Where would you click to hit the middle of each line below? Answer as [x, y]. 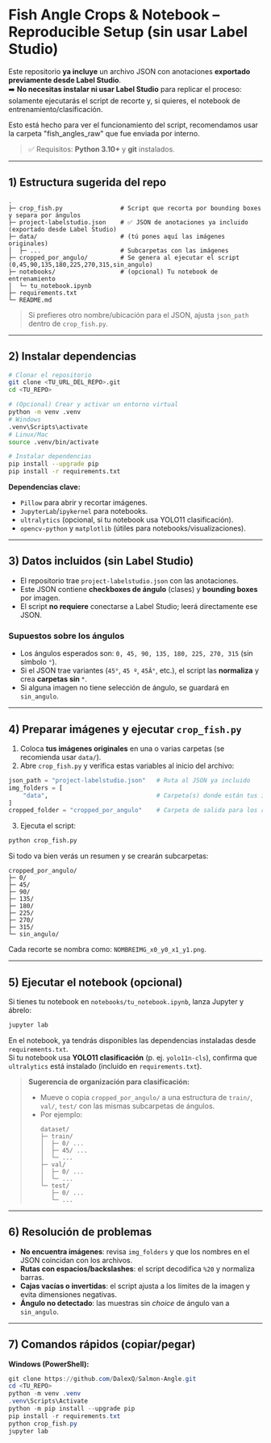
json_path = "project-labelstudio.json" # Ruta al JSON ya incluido [129, 780]
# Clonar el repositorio [50, 375]
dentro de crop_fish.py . [68, 323]
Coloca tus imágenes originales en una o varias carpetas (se [122, 749]
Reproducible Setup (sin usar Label [128, 32]
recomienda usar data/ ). [60, 757]
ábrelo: [20, 1011]
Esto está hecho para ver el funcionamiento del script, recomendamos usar [133, 125]
